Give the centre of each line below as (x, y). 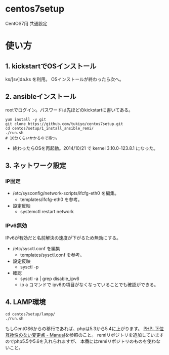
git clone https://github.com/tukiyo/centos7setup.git (64, 124)
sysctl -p (29, 267)
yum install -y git (26, 120)
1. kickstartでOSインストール (51, 66)
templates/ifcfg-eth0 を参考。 (51, 200)
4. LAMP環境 (26, 302)
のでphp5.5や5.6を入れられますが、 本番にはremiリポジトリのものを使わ (81, 341)
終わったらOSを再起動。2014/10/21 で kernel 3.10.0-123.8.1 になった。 (85, 148)
